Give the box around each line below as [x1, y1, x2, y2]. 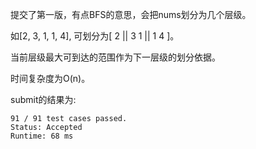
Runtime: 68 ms [10, 131, 74, 141]
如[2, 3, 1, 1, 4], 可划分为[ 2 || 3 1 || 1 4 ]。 [10, 30, 180, 42]
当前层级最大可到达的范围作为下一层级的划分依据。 [10, 51, 221, 63]
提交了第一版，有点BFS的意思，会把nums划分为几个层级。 [10, 9, 252, 20]
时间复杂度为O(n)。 [10, 73, 91, 84]
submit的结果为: [10, 94, 77, 105]
